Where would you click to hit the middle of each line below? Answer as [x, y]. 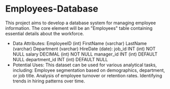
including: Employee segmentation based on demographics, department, [89, 70]
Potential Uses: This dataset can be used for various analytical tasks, [85, 65]
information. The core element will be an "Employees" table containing [79, 28]
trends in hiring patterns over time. [49, 81]
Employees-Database [52, 9]
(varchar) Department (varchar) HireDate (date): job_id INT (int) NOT [84, 49]
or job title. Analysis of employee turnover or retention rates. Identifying [87, 75]
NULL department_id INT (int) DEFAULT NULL [60, 59]
